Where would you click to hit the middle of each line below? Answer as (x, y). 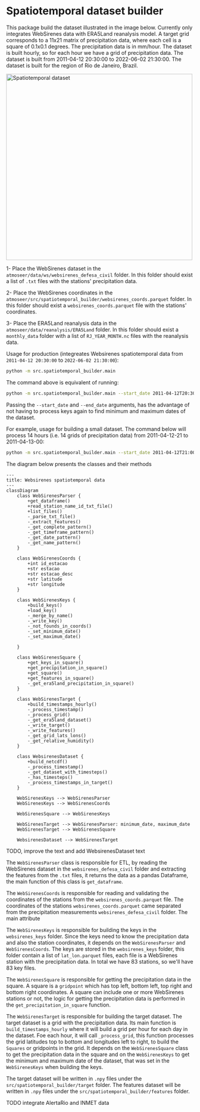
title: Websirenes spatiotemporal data (56, 480)
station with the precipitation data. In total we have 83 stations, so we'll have (100, 961)
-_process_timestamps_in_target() (70, 782)
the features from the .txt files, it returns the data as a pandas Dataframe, (97, 875)
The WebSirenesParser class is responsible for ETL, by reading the (87, 862)
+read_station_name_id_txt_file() (70, 506)
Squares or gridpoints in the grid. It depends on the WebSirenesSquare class (97, 1048)
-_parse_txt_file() (52, 517)
